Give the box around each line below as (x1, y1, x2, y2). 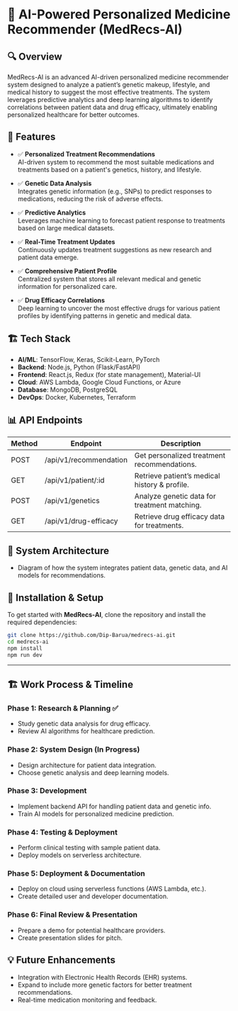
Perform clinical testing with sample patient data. (17, 843, 161, 852)
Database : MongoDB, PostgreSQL (17, 385, 118, 394)
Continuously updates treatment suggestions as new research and (17, 245, 212, 254)
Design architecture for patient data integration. (17, 761, 157, 769)
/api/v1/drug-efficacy (45, 516, 118, 526)
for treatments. (134, 521, 184, 531)
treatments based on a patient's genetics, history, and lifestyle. (17, 165, 202, 174)
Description (160, 439, 201, 448)
